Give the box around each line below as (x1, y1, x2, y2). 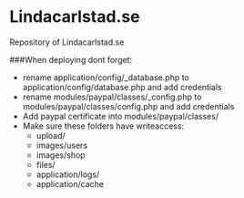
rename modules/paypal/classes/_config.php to (22, 91, 202, 102)
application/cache (36, 178, 105, 189)
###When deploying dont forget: (9, 54, 133, 65)
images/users (36, 140, 88, 151)
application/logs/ (36, 169, 100, 180)
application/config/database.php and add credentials (22, 81, 222, 92)
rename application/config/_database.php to (22, 71, 189, 83)
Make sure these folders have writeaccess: (22, 120, 185, 131)
